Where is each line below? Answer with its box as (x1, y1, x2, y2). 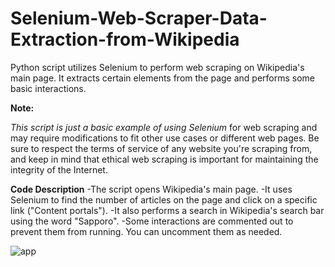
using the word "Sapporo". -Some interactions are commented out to (10, 215, 294, 227)
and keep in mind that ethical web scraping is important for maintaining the (10, 153, 319, 165)
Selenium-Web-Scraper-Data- (10, 7, 268, 30)
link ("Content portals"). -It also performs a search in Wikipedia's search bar (10, 204, 325, 216)
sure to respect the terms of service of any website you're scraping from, (10, 142, 313, 154)
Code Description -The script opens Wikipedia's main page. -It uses (10, 183, 293, 195)
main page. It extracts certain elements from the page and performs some (10, 72, 316, 84)
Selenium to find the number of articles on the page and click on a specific (10, 193, 318, 206)
